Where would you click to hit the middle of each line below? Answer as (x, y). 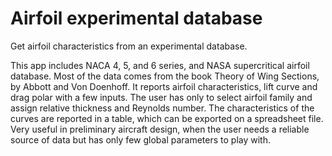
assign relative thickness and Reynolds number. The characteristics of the (162, 108)
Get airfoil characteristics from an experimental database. (129, 46)
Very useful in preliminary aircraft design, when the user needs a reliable (160, 129)
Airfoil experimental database (136, 18)
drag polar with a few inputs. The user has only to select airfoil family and (161, 97)
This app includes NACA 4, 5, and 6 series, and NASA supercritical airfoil (160, 65)
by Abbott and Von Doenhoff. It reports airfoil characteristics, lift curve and (164, 86)
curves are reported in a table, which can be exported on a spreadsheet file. (167, 118)
